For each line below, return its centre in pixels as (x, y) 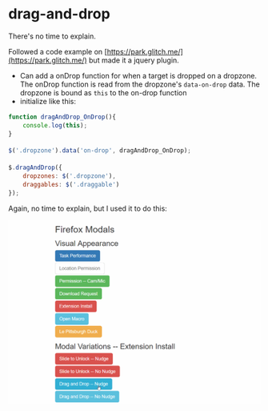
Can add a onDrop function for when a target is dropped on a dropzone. (138, 75)
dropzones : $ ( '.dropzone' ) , (69, 176)
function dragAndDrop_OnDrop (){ (62, 117)
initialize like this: (48, 101)
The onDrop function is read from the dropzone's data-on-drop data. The (140, 84)
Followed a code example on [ (58, 51)
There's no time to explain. (52, 36)
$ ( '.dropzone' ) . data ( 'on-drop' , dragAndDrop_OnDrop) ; (100, 151)
